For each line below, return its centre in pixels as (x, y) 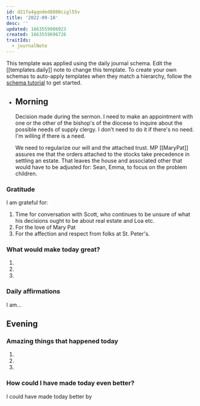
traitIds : (19, 40)
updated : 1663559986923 (36, 29)
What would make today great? (53, 249)
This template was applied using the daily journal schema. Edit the (89, 63)
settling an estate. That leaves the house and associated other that (98, 160)
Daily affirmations (33, 292)
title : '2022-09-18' (33, 18)
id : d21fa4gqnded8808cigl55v (43, 12)
